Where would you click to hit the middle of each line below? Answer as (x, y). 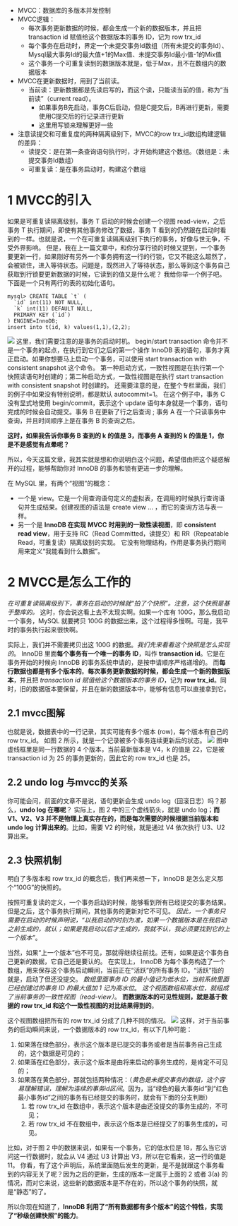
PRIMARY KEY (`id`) (42, 315)
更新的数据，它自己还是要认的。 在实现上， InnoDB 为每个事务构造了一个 (119, 961)
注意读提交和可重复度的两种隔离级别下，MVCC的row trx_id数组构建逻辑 (122, 134)
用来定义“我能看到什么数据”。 (61, 551)
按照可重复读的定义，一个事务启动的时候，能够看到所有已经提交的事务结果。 (119, 903)
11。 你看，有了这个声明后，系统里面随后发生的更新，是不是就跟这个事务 (113, 1165)
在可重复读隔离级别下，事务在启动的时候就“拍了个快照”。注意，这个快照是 (115, 603)
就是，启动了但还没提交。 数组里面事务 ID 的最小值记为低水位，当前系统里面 (118, 979)
